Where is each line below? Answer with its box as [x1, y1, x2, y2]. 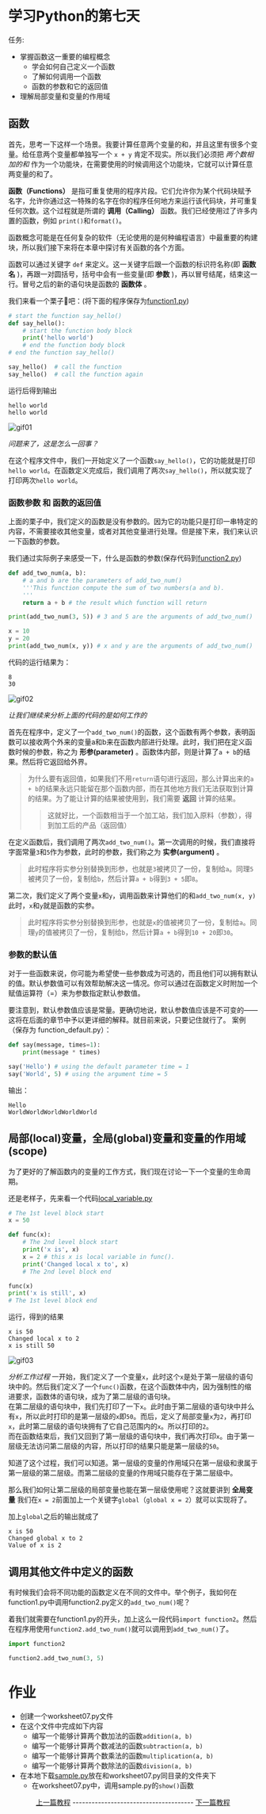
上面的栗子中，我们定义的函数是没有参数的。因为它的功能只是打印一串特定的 [8, 517, 258, 526]
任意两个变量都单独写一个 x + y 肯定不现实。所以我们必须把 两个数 [28, 149, 247, 159]
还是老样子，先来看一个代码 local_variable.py [8, 1193, 153, 1203]
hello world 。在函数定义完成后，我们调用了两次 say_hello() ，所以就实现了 [8, 465, 253, 475]
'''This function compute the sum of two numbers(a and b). [22, 584, 225, 591]
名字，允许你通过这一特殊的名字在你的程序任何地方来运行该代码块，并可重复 [8, 196, 258, 205]
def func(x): [8, 1230, 51, 1239]
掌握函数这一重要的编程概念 [19, 52, 111, 61]
